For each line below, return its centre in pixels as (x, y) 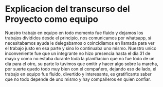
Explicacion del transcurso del (68, 9)
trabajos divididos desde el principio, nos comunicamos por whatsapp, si (78, 38)
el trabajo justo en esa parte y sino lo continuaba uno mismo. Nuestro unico (81, 48)
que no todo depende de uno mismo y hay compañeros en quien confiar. (78, 79)
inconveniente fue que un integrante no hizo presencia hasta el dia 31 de (78, 53)
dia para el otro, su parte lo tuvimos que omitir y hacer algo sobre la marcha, (81, 64)
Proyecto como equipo (52, 19)
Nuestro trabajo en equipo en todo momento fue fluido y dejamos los (74, 33)
